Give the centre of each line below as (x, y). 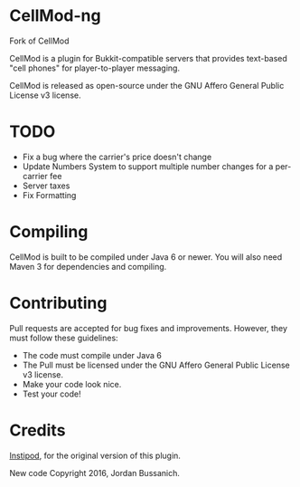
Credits (37, 430)
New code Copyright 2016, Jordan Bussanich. (95, 473)
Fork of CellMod (39, 41)
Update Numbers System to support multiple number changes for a (148, 166)
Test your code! (52, 394)
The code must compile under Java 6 (92, 355)
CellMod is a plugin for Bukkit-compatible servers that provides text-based (148, 58)
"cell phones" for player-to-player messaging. (95, 68)
